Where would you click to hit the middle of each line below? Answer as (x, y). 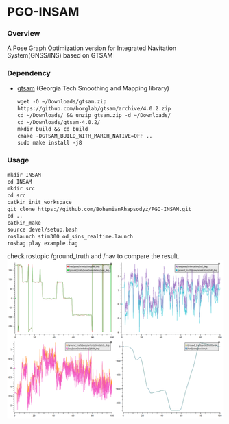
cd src (16, 196)
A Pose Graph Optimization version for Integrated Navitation (92, 48)
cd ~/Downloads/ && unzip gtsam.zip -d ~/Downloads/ (94, 115)
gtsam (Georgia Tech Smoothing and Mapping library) (93, 88)
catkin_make (24, 223)
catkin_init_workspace (39, 203)
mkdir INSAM (24, 175)
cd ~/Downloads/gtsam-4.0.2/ (59, 122)
